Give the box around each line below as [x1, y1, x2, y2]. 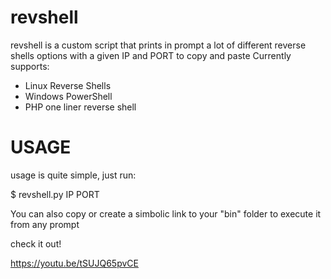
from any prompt [10, 218, 80, 230]
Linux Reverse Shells [24, 79, 112, 91]
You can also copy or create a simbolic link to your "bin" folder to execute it [10, 207, 322, 220]
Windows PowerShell [24, 90, 113, 102]
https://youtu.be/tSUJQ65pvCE [10, 257, 139, 269]
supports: [10, 60, 50, 72]
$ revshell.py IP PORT [10, 188, 100, 200]
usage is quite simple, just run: [10, 169, 137, 181]
